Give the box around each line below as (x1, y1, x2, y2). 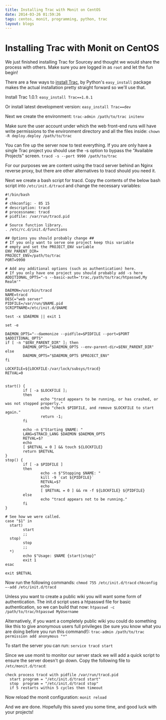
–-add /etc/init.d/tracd (5, 585, 56, 590)
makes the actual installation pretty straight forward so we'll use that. (5, 85, 146, 90)
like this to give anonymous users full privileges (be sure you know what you (5, 624, 161, 630)
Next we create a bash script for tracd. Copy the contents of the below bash (5, 178, 161, 183)
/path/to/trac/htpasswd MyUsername (5, 610, 79, 615)
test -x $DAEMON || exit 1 (5, 314, 61, 319)
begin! (5, 70, 18, 76)
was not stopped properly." (5, 401, 63, 406)
